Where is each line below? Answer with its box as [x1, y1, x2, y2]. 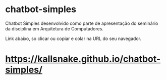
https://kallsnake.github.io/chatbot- [5, 53, 161, 65]
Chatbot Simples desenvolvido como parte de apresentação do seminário [5, 20, 158, 26]
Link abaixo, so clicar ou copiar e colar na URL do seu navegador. [5, 35, 141, 42]
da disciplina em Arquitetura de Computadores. [5, 25, 103, 31]
